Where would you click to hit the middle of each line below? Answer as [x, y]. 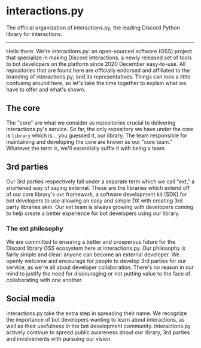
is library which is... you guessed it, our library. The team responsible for [97, 135]
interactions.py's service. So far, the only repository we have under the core [100, 129]
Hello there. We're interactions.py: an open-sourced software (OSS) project [99, 51]
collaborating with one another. [45, 280]
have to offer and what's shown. [46, 89]
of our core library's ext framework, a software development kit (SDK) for [97, 194]
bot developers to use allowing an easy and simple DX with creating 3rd [95, 200]
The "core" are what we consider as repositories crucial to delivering [91, 122]
